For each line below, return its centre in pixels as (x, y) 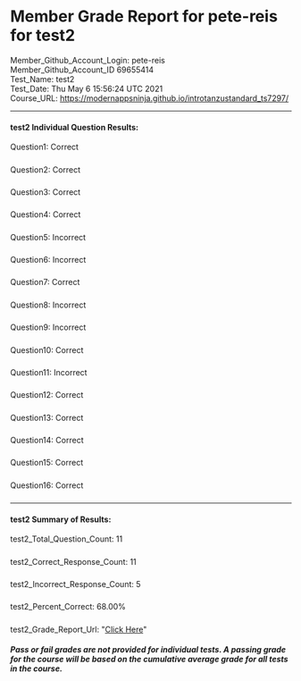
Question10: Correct (47, 349)
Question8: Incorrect (48, 305)
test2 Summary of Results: (61, 519)
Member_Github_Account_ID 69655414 (82, 70)
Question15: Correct (47, 463)
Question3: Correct (46, 192)
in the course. (37, 668)
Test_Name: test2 (42, 79)
